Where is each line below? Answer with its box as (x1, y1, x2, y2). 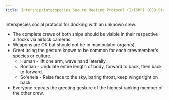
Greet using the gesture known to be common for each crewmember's (12, 47, 159, 53)
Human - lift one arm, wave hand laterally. (20, 58, 107, 64)
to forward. (20, 69, 43, 75)
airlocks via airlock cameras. (12, 36, 72, 42)
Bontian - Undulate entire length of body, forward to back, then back (20, 63, 162, 69)
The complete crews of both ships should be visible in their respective (12, 31, 158, 37)
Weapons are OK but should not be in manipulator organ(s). (12, 41, 136, 48)
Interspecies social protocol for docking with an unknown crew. (5, 21, 137, 27)
